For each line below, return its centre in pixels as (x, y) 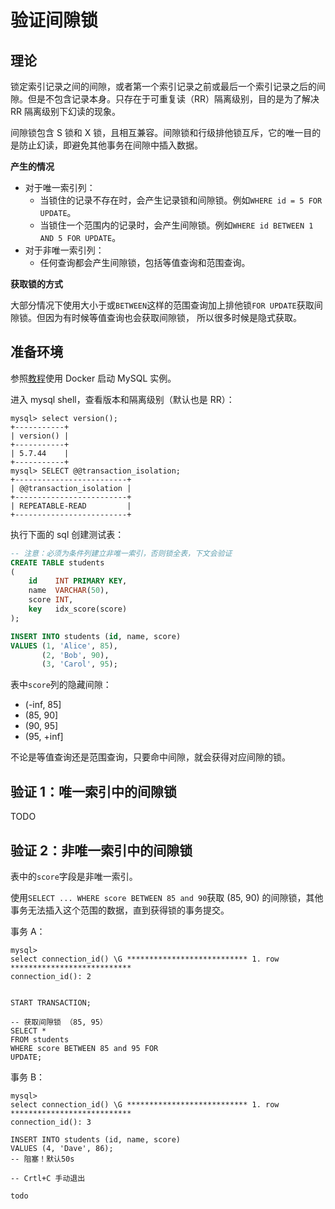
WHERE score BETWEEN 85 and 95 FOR (84, 1048)
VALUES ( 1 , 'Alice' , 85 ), (64, 646)
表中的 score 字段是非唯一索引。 (74, 876)
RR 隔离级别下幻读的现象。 (65, 111)
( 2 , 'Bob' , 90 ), (75, 655)
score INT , (51, 600)
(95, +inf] (44, 737)
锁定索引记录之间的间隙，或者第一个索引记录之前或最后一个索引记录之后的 (163, 86)
